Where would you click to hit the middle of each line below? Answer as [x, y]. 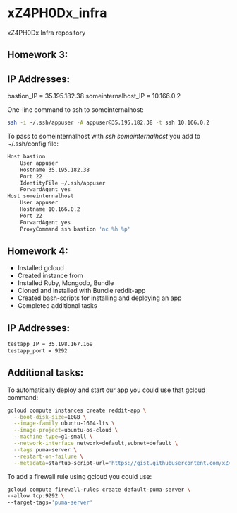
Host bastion [26, 157]
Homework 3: [38, 55]
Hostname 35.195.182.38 [55, 170]
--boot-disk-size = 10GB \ [50, 417]
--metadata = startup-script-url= [61, 463]
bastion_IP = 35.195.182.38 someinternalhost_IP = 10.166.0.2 [94, 96]
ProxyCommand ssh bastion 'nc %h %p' [75, 229]
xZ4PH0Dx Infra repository [47, 33]
